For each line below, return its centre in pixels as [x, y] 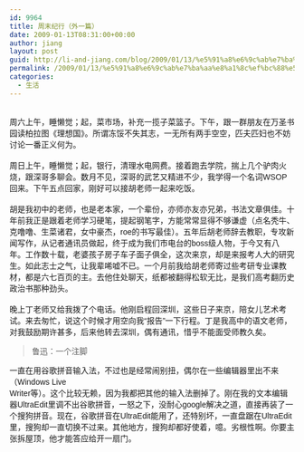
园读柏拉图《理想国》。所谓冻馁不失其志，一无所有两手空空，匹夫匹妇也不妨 [150, 133]
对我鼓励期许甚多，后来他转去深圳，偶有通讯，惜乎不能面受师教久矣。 [140, 332]
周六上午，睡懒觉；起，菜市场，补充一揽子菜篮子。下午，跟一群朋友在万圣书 [152, 122]
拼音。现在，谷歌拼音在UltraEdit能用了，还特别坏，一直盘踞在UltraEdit [162, 416]
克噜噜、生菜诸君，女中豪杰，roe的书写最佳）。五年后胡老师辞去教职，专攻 [148, 231]
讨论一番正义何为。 [45, 144]
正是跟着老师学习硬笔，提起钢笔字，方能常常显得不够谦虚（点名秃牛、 [164, 220]
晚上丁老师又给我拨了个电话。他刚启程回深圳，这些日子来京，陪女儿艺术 [144, 309]
